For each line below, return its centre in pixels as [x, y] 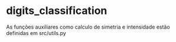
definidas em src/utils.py [36, 33]
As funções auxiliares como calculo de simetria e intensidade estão [88, 27]
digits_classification [57, 11]
